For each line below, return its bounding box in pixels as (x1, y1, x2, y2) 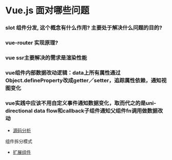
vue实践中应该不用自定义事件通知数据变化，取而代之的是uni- (5, 99, 157, 106)
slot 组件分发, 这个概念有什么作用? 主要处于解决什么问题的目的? (5, 24, 162, 31)
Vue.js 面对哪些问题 (5, 5, 90, 16)
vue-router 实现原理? (5, 39, 58, 47)
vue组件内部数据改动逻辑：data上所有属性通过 (5, 69, 121, 76)
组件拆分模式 (5, 139, 32, 145)
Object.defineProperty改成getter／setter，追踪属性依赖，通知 (5, 77, 162, 84)
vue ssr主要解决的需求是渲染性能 (5, 54, 87, 61)
